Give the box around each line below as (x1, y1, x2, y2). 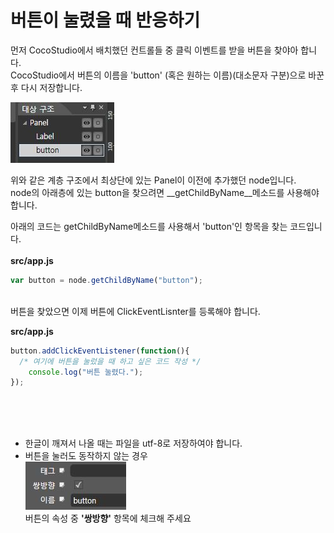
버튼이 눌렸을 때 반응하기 (10, 9, 201, 32)
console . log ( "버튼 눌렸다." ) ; (28, 367, 144, 377)
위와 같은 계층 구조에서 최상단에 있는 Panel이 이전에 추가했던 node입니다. (10, 174, 297, 186)
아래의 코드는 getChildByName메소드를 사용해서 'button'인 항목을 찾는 (10, 220, 288, 232)
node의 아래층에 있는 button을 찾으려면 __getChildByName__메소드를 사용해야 (10, 186, 320, 198)
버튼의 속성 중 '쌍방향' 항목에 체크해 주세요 (24, 512, 192, 525)
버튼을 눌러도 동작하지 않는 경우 (24, 450, 148, 462)
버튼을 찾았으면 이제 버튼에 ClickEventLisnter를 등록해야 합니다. (10, 305, 261, 317)
